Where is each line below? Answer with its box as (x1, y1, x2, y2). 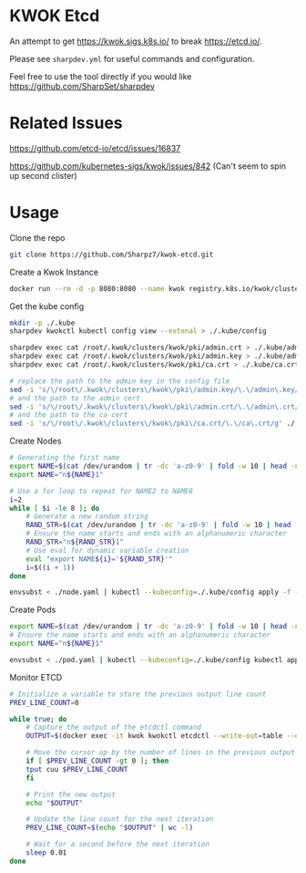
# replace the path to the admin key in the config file (9, 376, 230, 386)
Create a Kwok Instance (9, 266, 98, 277)
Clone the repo (9, 232, 66, 243)
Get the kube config (9, 300, 85, 311)
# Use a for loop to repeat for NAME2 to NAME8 (9, 486, 194, 495)
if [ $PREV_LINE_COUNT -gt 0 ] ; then (25, 756, 169, 766)
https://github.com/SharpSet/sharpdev (9, 80, 155, 91)
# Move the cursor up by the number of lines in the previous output (25, 748, 296, 757)
